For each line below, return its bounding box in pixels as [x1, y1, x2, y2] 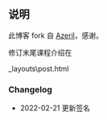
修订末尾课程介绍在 [8, 48, 72, 57]
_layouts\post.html [8, 64, 69, 73]
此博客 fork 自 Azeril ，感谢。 [8, 31, 103, 40]
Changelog [8, 84, 52, 95]
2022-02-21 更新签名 [19, 103, 91, 113]
